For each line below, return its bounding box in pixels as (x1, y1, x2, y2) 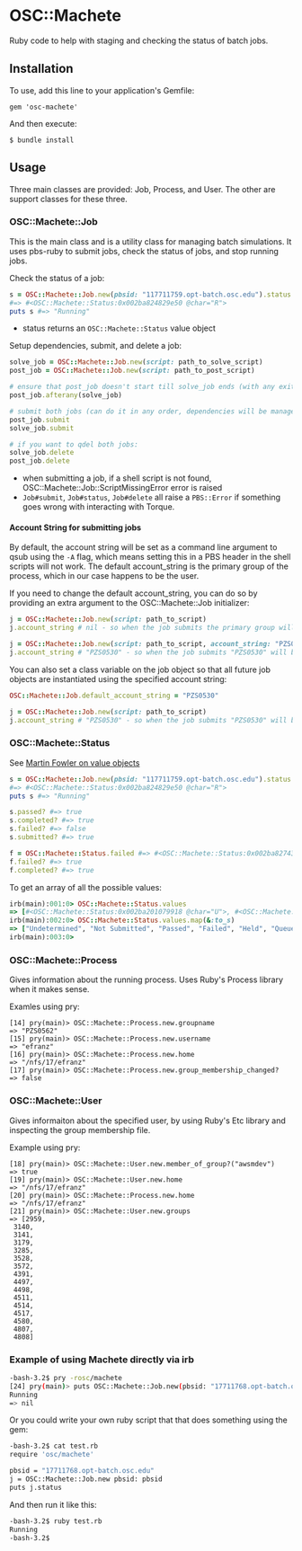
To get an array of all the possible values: (9, 882, 162, 892)
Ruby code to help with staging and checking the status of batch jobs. (9, 35, 269, 46)
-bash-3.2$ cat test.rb (9, 1441, 99, 1451)
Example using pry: (9, 1142, 81, 1153)
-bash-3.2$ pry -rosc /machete (9, 1373, 123, 1382)
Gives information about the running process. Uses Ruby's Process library (9, 974, 284, 985)
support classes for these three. (9, 193, 128, 204)
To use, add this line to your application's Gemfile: (9, 84, 195, 95)
